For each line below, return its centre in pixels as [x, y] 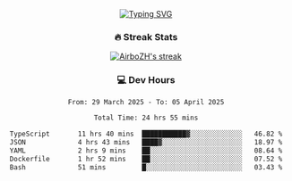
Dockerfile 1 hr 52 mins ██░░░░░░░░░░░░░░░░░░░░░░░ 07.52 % [146, 159]
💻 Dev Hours [146, 80]
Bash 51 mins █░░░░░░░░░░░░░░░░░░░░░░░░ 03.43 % [146, 167]
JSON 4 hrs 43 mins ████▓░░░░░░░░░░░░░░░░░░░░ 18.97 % [146, 143]
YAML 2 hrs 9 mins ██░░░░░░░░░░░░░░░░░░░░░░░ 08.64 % [146, 151]
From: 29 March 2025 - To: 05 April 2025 [146, 102]
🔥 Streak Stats [146, 37]
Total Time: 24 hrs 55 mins [146, 118]
